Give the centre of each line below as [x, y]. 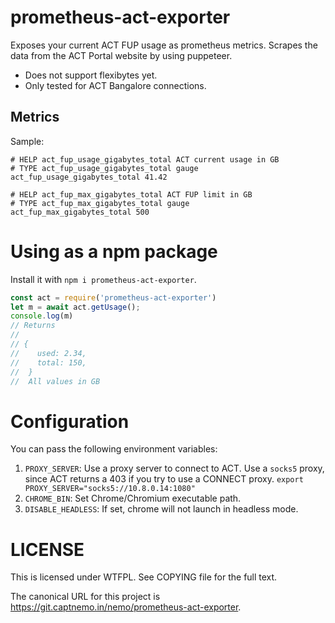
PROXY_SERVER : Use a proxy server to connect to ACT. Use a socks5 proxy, [174, 468]
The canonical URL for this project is [85, 597]
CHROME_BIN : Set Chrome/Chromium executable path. [133, 498]
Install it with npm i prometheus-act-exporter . [103, 279]
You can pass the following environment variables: [114, 449]
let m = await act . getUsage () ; [75, 307]
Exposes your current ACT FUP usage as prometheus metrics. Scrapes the [164, 45]
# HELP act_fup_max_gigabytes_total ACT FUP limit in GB [131, 194]
